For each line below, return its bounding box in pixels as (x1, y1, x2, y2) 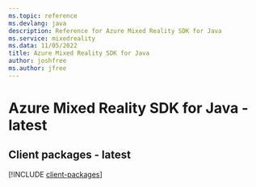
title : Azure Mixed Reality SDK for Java (8, 49, 150, 57)
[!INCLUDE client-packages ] (8, 169, 103, 179)
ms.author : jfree (8, 64, 67, 73)
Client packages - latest (8, 148, 132, 162)
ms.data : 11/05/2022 (8, 42, 78, 50)
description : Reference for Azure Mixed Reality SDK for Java (8, 27, 222, 35)
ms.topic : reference (8, 11, 78, 20)
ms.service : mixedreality (8, 34, 95, 43)
